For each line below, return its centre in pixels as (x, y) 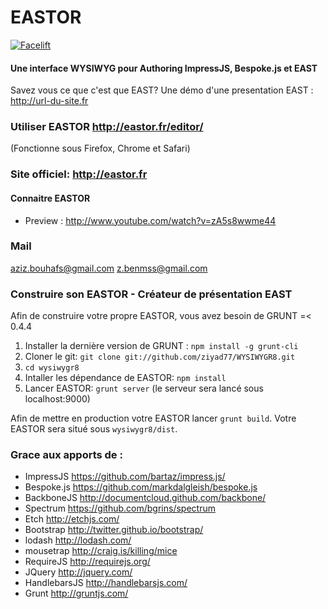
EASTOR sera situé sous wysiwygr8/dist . (94, 429)
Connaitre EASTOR (50, 198)
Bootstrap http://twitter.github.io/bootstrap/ (114, 530)
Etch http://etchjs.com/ (72, 519)
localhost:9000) (57, 399)
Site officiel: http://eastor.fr (79, 174)
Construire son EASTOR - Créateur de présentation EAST (151, 294)
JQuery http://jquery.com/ (78, 572)
